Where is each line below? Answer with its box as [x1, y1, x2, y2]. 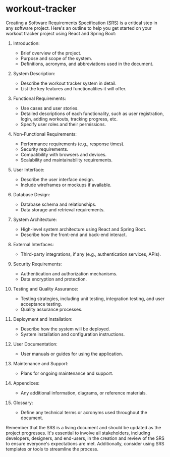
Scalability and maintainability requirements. [20, 157, 113, 163]
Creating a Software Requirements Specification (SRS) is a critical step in [6, 20, 158, 26]
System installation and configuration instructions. [20, 331, 125, 337]
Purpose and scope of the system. [20, 55, 92, 61]
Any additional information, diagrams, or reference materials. [20, 389, 147, 396]
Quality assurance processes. [20, 306, 83, 312]
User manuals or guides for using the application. [20, 351, 123, 357]
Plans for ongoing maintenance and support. [20, 370, 114, 376]
